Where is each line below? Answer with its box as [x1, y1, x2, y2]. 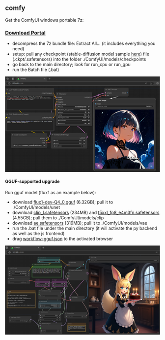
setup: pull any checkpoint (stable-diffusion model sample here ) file [12, 51, 150, 57]
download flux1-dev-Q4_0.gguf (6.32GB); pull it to [12, 199, 113, 205]
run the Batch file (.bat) [12, 67, 59, 73]
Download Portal [5, 29, 46, 36]
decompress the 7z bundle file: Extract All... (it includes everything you [12, 40, 156, 46]
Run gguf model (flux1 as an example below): [5, 189, 96, 195]
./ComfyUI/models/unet [12, 204, 60, 210]
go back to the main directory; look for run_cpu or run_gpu [12, 62, 131, 68]
